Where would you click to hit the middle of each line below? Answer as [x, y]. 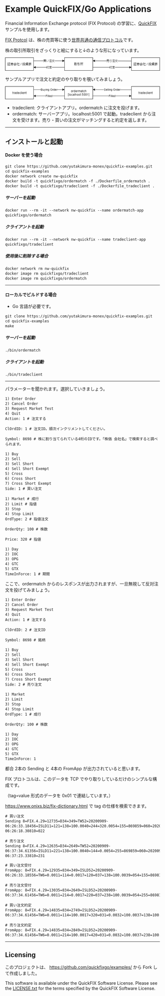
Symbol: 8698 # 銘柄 [25, 640]
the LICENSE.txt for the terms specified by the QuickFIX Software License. [80, 988]
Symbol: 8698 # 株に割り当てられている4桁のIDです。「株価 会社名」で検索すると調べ [82, 439]
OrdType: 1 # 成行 [23, 715]
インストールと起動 [34, 142]
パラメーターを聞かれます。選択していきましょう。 [56, 389]
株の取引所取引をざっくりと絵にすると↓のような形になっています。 [73, 50]
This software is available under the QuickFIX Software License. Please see [81, 983]
